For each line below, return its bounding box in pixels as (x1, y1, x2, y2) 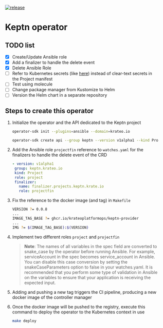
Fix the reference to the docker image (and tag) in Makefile (12, 198, 131, 204)
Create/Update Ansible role (12, 54, 67, 60)
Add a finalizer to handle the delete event (12, 60, 95, 65)
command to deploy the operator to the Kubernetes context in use (12, 309, 145, 315)
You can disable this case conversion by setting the (24, 259, 128, 265)
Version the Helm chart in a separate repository (12, 92, 108, 98)
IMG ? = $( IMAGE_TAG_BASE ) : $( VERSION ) (12, 225, 89, 230)
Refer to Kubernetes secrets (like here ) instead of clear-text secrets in (12, 71, 152, 77)
